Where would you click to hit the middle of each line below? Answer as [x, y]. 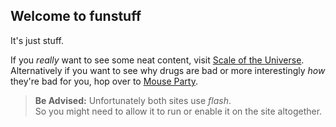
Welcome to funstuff [76, 16]
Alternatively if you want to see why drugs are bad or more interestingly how [168, 70]
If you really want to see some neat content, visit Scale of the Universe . [157, 60]
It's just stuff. [37, 40]
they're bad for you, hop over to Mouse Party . [104, 81]
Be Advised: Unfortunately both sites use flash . [133, 100]
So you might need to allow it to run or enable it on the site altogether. [178, 111]
